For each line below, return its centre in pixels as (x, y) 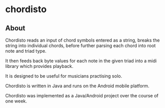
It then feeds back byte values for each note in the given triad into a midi (81, 61)
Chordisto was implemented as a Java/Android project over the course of (82, 96)
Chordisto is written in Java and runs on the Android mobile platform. (77, 86)
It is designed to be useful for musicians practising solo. (64, 76)
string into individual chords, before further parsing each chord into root (80, 46)
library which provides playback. (39, 66)
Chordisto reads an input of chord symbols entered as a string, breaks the (82, 40)
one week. (16, 101)
